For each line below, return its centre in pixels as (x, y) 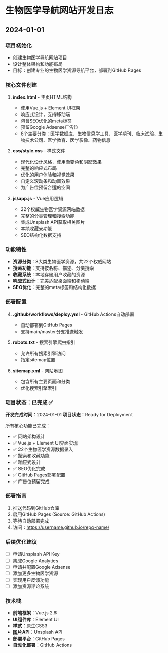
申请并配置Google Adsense (42, 567)
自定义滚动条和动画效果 (45, 181)
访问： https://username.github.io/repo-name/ (61, 527)
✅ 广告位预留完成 (31, 482)
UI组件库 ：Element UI (36, 620)
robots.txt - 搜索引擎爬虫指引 (44, 342)
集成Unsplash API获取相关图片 (53, 222)
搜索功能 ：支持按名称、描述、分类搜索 (53, 268)
